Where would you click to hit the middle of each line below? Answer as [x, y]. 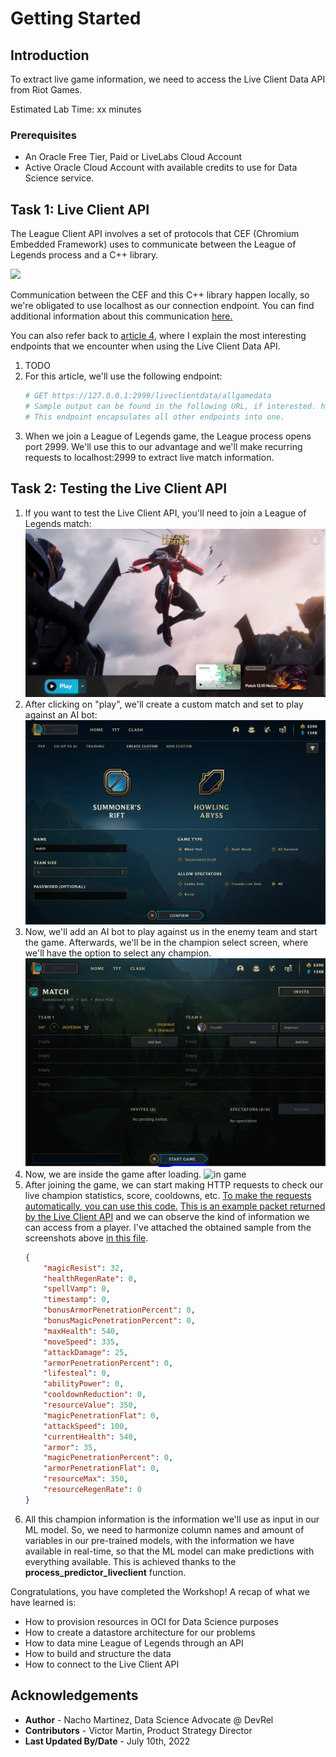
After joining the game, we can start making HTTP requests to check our [174, 1184]
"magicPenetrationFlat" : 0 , [101, 1415]
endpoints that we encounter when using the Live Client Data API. [145, 346]
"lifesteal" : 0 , [77, 1373]
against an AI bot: [61, 715]
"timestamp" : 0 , [77, 1300]
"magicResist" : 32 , [84, 1268]
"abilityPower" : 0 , [84, 1384]
